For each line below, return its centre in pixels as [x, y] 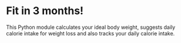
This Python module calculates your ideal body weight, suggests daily [91, 27]
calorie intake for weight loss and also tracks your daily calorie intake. [90, 33]
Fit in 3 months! [45, 11]
